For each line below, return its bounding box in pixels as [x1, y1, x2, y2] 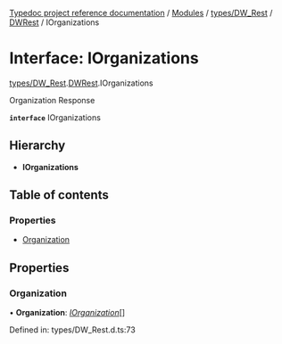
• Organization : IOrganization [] [9, 307, 126, 318]
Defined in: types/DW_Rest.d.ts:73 [9, 324, 136, 335]
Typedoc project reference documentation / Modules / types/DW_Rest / [9, 8, 273, 18]
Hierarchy [9, 138, 66, 153]
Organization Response [9, 94, 95, 105]
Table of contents [9, 187, 109, 203]
